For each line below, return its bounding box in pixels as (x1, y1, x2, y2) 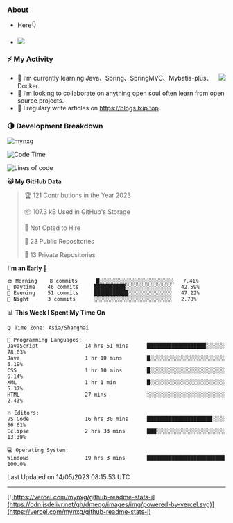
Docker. (17, 81, 40, 90)
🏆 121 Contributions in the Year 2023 (24, 191, 132, 199)
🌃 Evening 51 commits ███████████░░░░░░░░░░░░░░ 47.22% (7, 290, 200, 297)
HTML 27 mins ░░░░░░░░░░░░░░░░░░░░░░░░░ (7, 391, 225, 398)
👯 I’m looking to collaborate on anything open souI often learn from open (17, 89, 225, 97)
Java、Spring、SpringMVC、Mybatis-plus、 (85, 74, 213, 82)
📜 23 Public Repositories (24, 237, 95, 245)
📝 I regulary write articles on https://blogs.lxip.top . (17, 103, 161, 112)
